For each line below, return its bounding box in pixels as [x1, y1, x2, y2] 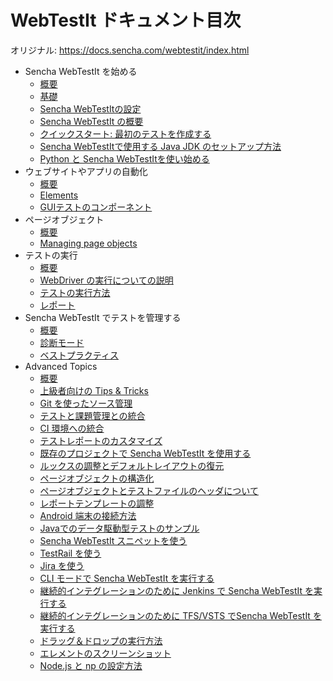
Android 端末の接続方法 [39, 509, 137, 521]
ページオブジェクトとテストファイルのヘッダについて [39, 484, 259, 496]
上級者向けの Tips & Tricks [39, 384, 149, 396]
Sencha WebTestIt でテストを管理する [24, 311, 182, 323]
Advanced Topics [24, 360, 98, 372]
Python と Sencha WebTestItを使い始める [39, 152, 210, 165]
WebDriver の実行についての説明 [39, 274, 174, 286]
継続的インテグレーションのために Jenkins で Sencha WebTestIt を [39, 584, 315, 596]
